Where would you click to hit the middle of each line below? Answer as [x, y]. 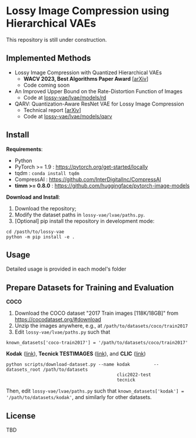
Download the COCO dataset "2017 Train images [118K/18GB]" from [96, 313]
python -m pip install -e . [41, 237]
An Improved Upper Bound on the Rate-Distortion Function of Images [98, 91]
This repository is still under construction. [57, 39]
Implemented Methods [49, 58]
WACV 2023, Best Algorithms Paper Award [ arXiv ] [86, 78]
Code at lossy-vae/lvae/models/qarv [68, 116]
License [21, 416]
